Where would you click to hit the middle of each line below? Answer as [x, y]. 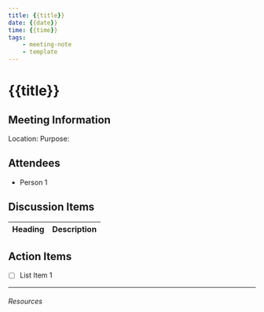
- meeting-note [47, 45]
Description [74, 229]
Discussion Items [51, 207]
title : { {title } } [37, 15]
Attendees [34, 163]
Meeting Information [60, 120]
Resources [26, 301]
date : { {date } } [33, 23]
